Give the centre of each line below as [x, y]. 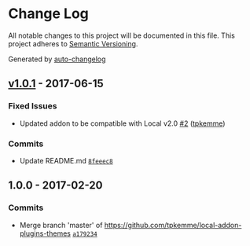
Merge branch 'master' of [61, 225]
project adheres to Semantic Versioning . [73, 43]
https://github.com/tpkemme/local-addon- [173, 225]
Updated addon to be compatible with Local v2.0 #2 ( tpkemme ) [122, 123]
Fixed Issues [33, 106]
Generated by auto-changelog [57, 59]
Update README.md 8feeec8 [66, 160]
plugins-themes [45, 233]
